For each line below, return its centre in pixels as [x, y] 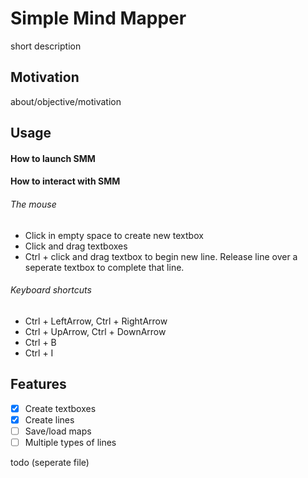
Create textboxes [60, 408]
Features [38, 384]
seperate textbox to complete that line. [104, 267]
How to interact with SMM [65, 181]
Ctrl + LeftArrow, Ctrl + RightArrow [96, 321]
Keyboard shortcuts [51, 290]
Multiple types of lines [70, 442]
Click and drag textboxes [76, 246]
